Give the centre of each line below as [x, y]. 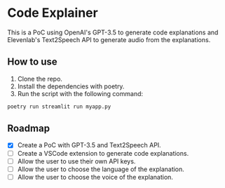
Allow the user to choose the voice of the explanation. [95, 177]
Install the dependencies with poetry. [71, 86]
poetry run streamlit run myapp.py [59, 107]
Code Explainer [53, 13]
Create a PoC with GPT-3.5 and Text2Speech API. [89, 145]
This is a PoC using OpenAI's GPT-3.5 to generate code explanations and [113, 32]
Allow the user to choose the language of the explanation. [101, 169]
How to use [32, 62]
